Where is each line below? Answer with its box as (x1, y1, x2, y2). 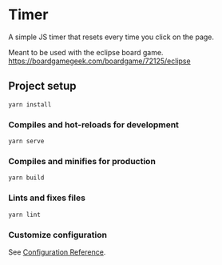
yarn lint (8, 211, 42, 219)
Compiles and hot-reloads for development (8, 118, 180, 130)
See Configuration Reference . (8, 247, 106, 257)
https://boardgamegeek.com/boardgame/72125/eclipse (8, 56, 191, 66)
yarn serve (8, 138, 45, 146)
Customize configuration (8, 229, 108, 240)
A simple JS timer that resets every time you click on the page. (8, 32, 214, 42)
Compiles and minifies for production (8, 155, 156, 167)
